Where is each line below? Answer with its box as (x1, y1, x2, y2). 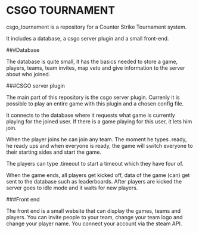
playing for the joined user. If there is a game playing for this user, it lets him (6, 117, 192, 125)
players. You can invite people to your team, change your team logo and (6, 213, 183, 220)
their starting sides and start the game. (6, 148, 102, 156)
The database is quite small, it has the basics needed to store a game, (6, 58, 178, 65)
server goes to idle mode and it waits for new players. (6, 184, 138, 191)
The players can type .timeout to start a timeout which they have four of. (6, 160, 184, 167)
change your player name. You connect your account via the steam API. (6, 220, 182, 227)
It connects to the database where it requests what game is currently (6, 111, 176, 119)
